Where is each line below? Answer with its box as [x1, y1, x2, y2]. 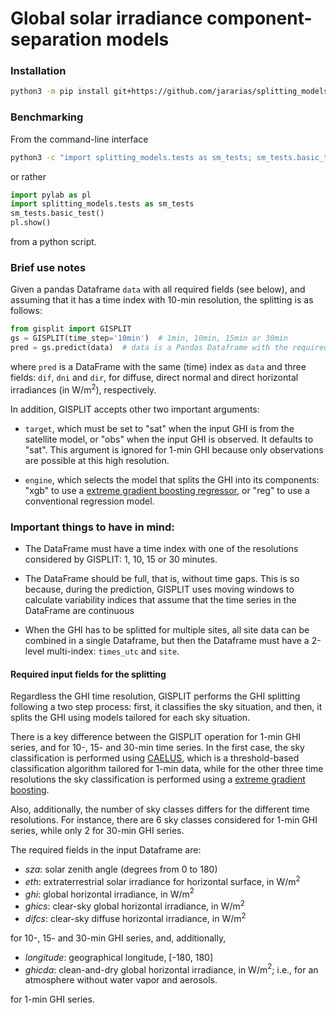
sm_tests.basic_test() [10, 208, 105, 219]
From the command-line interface [10, 133, 149, 145]
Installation [10, 64, 67, 78]
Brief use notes [10, 260, 87, 274]
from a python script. [10, 236, 97, 248]
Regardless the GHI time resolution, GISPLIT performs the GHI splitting [10, 690, 301, 702]
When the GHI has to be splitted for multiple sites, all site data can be [24, 623, 310, 636]
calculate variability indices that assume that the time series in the [24, 593, 297, 606]
